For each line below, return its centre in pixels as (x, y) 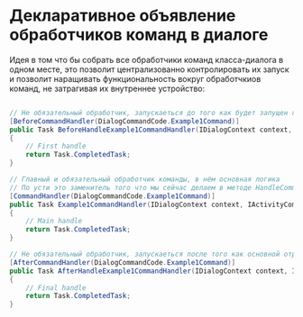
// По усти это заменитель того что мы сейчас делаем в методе (131, 187)
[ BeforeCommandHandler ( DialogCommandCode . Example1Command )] (125, 121)
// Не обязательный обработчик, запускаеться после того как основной (145, 254)
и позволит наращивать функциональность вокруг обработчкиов (135, 78)
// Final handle (56, 288)
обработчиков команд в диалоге (139, 35)
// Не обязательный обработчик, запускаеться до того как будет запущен (149, 113)
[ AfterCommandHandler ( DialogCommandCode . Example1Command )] (123, 262)
